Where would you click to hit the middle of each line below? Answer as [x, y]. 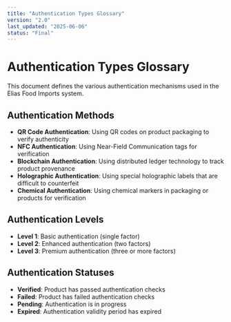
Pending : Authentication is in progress [72, 304]
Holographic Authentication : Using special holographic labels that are [118, 176]
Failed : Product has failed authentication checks [86, 296]
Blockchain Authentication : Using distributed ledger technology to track [120, 161]
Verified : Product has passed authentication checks [91, 289]
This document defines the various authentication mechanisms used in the [113, 86]
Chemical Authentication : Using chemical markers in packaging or [113, 190]
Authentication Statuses [61, 273]
